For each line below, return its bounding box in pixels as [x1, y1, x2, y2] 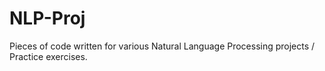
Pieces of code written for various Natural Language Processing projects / [9, 40, 316, 52]
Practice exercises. [9, 50, 88, 62]
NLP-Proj [9, 7, 86, 30]
